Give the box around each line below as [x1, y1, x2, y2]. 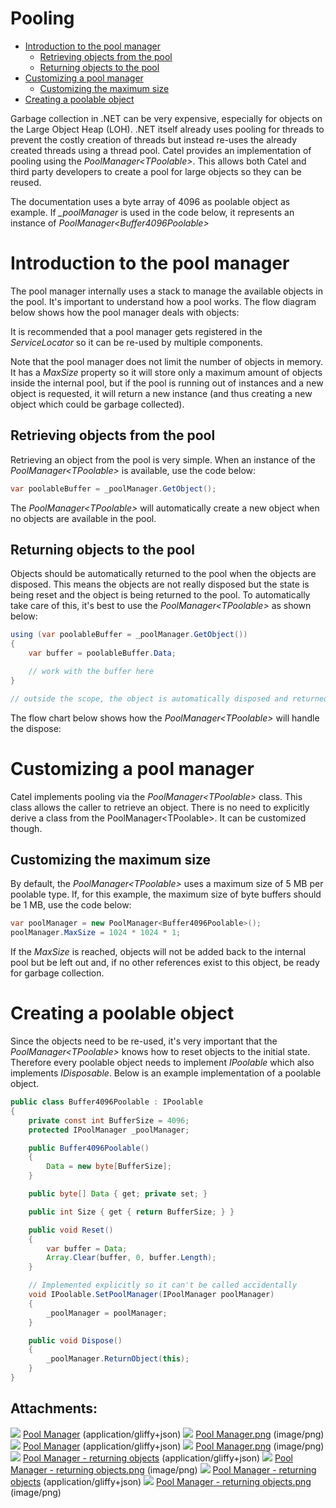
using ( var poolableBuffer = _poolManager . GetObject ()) [10, 630, 248, 640]
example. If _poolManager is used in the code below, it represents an [10, 206, 295, 218]
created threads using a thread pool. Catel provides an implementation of [10, 144, 312, 156]
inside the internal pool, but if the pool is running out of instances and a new [10, 377, 324, 389]
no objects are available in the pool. [10, 512, 157, 524]
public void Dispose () [28, 1335, 123, 1346]
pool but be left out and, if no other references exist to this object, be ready [10, 957, 320, 969]
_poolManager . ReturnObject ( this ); [46, 1354, 190, 1364]
